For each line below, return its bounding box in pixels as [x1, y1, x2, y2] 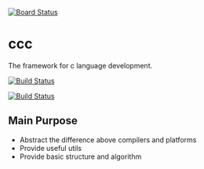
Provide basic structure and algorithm [19, 152, 142, 161]
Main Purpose [8, 114, 78, 127]
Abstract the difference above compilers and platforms [19, 134, 197, 145]
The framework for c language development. [8, 61, 153, 70]
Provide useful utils [19, 143, 82, 152]
